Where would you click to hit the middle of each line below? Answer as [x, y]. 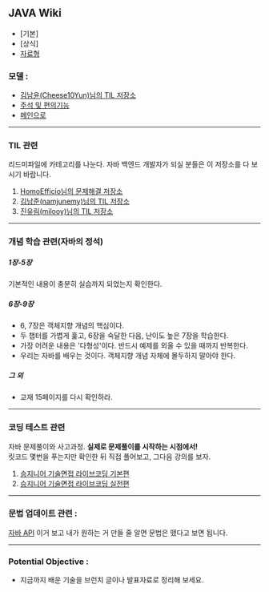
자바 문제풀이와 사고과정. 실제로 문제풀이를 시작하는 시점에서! [103, 446]
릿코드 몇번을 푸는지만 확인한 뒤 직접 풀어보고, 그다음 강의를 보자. [110, 457]
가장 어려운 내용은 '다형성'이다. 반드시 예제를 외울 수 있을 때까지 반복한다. [134, 346]
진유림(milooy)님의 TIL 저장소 [66, 211]
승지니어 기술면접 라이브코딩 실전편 [74, 483]
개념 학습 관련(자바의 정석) [56, 242]
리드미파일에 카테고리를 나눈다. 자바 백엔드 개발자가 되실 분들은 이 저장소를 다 [129, 164]
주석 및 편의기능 [44, 105]
